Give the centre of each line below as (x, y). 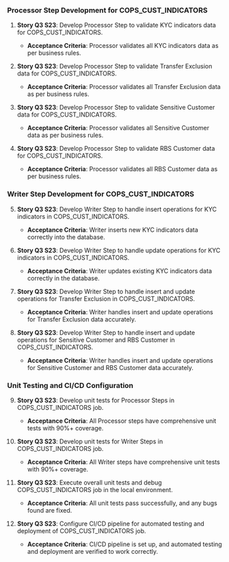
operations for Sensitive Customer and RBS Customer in (96, 340)
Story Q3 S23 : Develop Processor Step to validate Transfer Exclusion (114, 66)
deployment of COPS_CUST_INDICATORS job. (81, 530)
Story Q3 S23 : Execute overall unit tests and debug (89, 482)
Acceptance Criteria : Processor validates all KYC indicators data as (123, 46)
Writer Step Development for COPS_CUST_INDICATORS (101, 194)
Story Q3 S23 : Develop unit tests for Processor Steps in (96, 400)
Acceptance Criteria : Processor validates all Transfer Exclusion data (124, 87)
